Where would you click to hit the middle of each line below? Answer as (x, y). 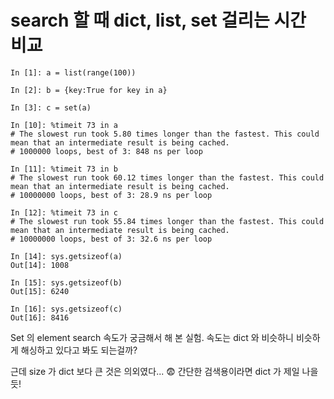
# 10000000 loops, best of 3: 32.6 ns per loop (111, 239)
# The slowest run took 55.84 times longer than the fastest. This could (167, 221)
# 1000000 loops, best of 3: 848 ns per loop (106, 151)
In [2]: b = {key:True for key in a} (89, 90)
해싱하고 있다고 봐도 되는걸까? (79, 350)
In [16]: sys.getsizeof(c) (66, 309)
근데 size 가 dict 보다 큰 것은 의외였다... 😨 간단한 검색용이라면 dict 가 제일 (155, 371)
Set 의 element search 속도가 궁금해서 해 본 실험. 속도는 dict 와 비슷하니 (152, 337)
